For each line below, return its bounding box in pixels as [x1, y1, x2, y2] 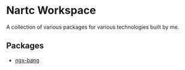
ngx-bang [14, 56, 40, 63]
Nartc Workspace [6, 4, 96, 17]
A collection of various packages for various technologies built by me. [6, 23, 180, 31]
